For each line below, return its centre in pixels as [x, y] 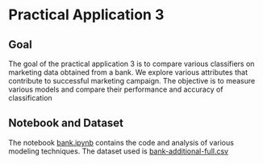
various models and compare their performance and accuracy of [116, 89]
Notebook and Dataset [66, 123]
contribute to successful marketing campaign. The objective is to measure [132, 81]
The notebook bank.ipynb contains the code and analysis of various [121, 142]
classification [30, 98]
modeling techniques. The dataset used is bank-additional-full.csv [118, 151]
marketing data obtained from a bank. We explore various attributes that [128, 72]
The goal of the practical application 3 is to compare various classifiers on [131, 64]
